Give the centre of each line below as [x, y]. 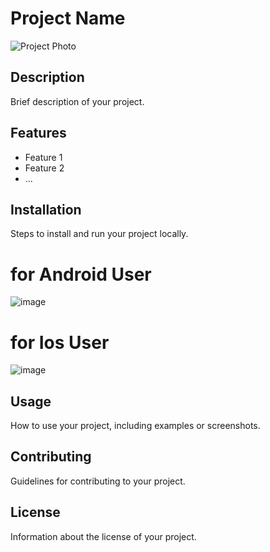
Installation [46, 209]
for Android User [81, 274]
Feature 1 [43, 157]
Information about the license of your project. [103, 536]
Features [38, 133]
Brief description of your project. [77, 101]
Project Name [68, 18]
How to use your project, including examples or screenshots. [135, 426]
